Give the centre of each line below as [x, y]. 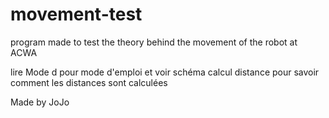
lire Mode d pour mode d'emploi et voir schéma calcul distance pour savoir [165, 72]
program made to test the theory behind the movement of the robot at [154, 42]
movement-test [76, 14]
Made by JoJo [40, 102]
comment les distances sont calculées [89, 82]
